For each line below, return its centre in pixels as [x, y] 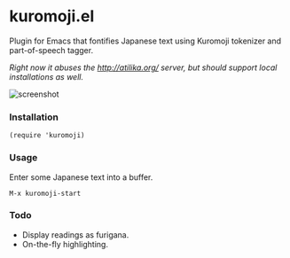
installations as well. [47, 76]
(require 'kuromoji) [47, 136]
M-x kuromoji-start [45, 193]
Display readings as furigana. [75, 235]
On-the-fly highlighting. [65, 244]
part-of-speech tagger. [51, 50]
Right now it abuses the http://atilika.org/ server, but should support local [143, 67]
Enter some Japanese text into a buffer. [81, 177]
